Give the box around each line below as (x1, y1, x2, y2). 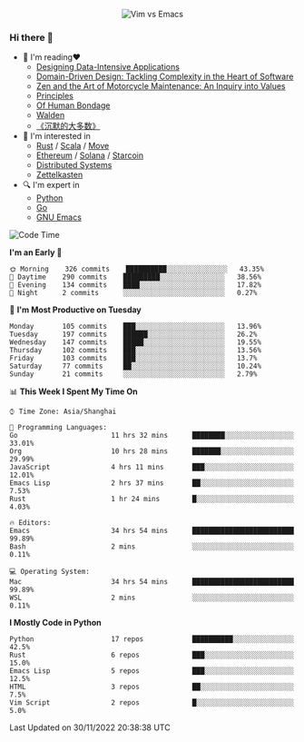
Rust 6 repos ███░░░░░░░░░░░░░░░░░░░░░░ (9, 650, 295, 660)
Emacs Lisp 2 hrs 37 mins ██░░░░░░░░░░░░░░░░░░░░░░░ (9, 479, 295, 488)
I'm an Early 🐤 (9, 247, 63, 258)
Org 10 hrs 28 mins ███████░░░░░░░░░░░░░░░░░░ (9, 447, 295, 456)
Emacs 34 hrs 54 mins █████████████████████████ (9, 527, 295, 536)
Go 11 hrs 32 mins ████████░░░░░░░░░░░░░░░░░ (9, 431, 295, 440)
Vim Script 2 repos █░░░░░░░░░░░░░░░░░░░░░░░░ (9, 698, 295, 707)
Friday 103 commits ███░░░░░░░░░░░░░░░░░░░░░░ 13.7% (9, 354, 258, 363)
